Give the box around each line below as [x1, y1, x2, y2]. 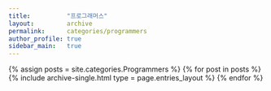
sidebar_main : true [8, 42, 82, 50]
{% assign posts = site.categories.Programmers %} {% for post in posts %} [8, 64, 262, 74]
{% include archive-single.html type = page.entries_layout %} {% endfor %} [8, 73, 264, 83]
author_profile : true [8, 34, 82, 43]
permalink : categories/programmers [8, 27, 148, 35]
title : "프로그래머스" [8, 11, 108, 20]
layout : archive [8, 19, 93, 28]
